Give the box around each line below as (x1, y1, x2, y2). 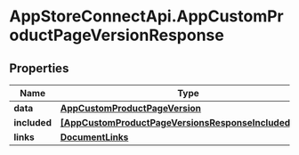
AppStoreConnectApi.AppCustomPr (9, 6, 285, 27)
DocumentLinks (60, 131, 129, 143)
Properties (9, 61, 69, 76)
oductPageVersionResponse (9, 25, 224, 45)
